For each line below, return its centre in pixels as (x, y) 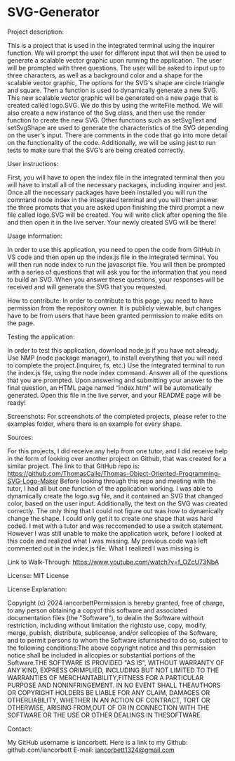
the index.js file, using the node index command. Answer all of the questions (117, 372)
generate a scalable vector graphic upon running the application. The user (115, 60)
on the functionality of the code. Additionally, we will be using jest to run (112, 142)
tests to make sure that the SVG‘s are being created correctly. (96, 150)
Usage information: (35, 236)
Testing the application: (41, 337)
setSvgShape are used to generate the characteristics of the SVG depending (118, 127)
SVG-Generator (53, 12)
